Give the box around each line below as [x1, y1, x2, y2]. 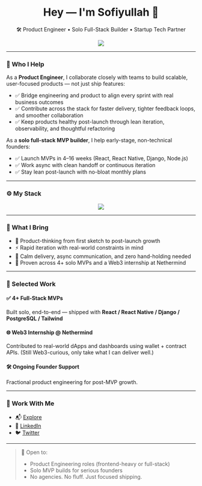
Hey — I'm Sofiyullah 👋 [43, 5, 159, 19]
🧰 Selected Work [6, 280, 56, 288]
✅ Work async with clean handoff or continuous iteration [14, 162, 156, 169]
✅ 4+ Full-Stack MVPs [6, 295, 63, 302]
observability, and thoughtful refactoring [14, 125, 115, 132]
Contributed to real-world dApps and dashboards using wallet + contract [6, 342, 187, 350]
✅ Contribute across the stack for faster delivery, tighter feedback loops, [14, 105, 195, 112]
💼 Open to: [20, 449, 48, 456]
